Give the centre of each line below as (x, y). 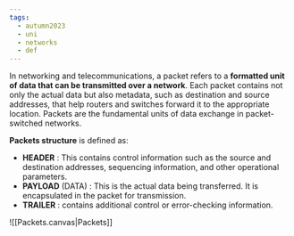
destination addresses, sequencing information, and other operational (151, 167)
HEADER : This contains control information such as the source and (147, 158)
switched (26, 123)
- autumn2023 (42, 26)
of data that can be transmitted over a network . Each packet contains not (146, 85)
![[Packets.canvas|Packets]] (61, 223)
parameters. (45, 177)
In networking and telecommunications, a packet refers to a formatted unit (147, 76)
